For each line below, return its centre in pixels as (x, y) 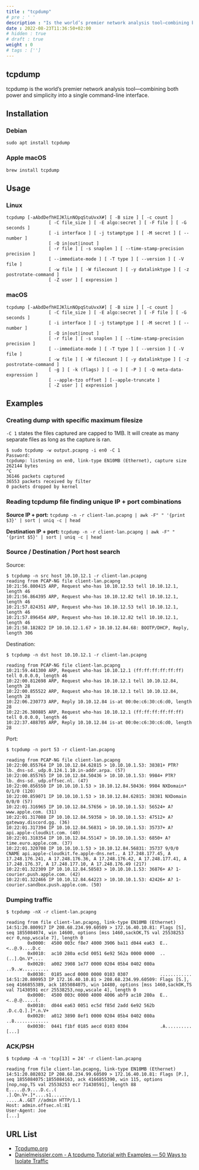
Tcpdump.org (31, 1149)
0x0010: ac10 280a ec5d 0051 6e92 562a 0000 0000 (91, 954)
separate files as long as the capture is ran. (59, 440)
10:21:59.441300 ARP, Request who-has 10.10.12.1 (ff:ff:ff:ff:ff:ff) (95, 670)
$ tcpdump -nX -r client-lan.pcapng (51, 912)
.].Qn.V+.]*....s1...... (37, 1095)
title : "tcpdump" (29, 12)
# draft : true (25, 39)
